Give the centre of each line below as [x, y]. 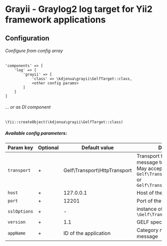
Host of [145, 193]
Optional [48, 147]
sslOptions [20, 211]
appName [17, 233]
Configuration [27, 38]
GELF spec [149, 222]
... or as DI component [28, 107]
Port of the [149, 201]
